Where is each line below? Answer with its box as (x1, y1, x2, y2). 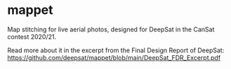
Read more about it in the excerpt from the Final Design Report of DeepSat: (7, 46, 225, 54)
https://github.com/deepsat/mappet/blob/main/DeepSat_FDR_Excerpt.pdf (7, 53, 221, 61)
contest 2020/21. (7, 32, 57, 40)
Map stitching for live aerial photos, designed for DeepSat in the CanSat (7, 25, 215, 33)
